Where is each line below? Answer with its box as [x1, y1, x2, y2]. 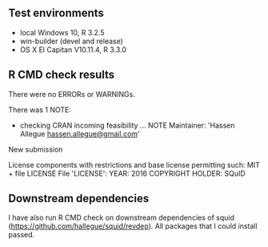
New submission [8, 144, 63, 154]
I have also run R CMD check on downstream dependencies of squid [8, 213, 234, 223]
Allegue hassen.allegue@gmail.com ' [19, 128, 140, 139]
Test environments [8, 6, 104, 20]
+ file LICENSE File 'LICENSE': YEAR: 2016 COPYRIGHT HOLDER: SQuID [8, 168, 246, 178]
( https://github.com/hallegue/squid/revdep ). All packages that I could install [8, 221, 258, 231]
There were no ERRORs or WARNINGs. [8, 89, 136, 99]
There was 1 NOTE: [8, 104, 72, 115]
